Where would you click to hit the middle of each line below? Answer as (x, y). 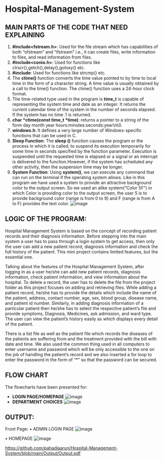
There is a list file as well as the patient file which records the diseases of (79, 334)
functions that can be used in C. (44, 136)
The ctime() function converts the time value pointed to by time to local (84, 78)
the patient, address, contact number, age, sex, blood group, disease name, (82, 298)
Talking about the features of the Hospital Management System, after (75, 266)
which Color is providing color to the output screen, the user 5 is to (80, 193)
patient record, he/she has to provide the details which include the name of (81, 292)
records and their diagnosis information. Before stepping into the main (76, 236)
